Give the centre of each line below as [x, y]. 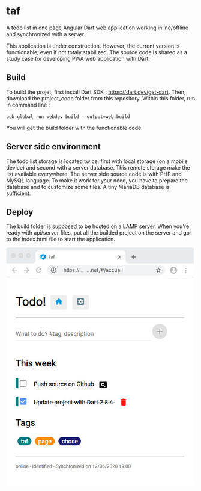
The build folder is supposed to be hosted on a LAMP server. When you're [98, 226]
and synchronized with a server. [46, 34]
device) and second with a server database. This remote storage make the [98, 167]
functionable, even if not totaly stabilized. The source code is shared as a [97, 52]
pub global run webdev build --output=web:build [68, 116]
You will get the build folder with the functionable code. [74, 128]
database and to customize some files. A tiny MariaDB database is [88, 187]
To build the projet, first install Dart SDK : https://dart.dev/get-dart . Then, [96, 92]
